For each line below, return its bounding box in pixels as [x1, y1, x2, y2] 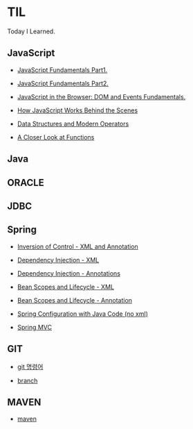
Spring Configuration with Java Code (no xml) [17, 310, 149, 318]
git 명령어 [17, 362, 44, 371]
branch [17, 376, 38, 385]
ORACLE [7, 176, 44, 188]
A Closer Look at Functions [17, 133, 95, 141]
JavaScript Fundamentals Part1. [17, 65, 108, 74]
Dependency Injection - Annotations [17, 269, 121, 278]
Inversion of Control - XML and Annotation [17, 242, 138, 251]
